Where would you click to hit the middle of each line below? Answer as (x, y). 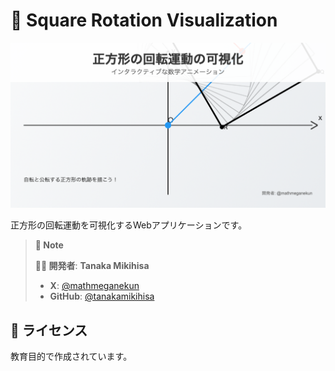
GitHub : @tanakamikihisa (102, 296)
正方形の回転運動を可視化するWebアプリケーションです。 (129, 225)
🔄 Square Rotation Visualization (144, 20)
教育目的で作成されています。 (71, 356)
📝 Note (49, 245)
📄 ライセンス (49, 330)
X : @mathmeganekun (94, 286)
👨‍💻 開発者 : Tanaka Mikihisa (92, 266)
